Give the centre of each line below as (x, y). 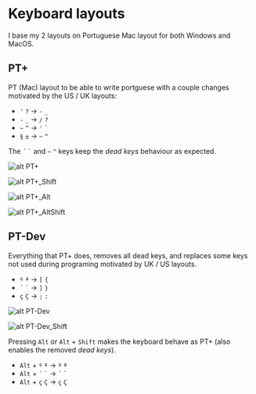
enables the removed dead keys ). (62, 349)
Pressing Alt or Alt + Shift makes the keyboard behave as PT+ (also (119, 341)
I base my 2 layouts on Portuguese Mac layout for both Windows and (119, 35)
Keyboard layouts (67, 14)
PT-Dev (27, 237)
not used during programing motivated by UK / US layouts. (103, 264)
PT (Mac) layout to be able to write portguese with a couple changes (119, 87)
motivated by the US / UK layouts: (63, 96)
